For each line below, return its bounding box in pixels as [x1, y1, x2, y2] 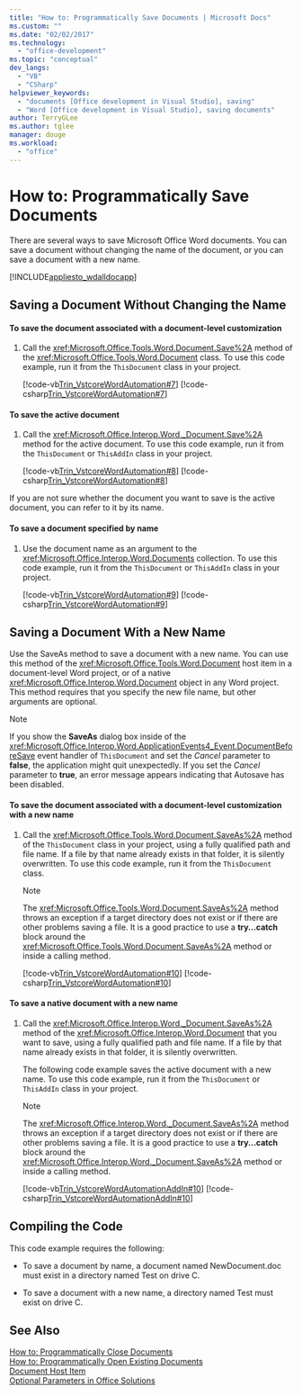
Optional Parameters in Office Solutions [9, 1375, 155, 1386]
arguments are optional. [9, 697, 98, 707]
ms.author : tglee [9, 122, 75, 131]
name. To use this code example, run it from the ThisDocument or [22, 1073, 261, 1084]
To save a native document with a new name [9, 998, 178, 1009]
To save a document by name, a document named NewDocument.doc [22, 1260, 281, 1271]
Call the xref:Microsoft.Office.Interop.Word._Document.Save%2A [22, 429, 263, 440]
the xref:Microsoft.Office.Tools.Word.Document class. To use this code [22, 352, 285, 363]
